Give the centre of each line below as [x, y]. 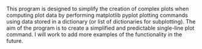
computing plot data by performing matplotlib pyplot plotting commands [97, 15]
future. [15, 41]
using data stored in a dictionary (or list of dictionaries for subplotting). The [101, 21]
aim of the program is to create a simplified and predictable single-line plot [100, 28]
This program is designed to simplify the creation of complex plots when [98, 9]
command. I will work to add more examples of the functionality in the [94, 34]
